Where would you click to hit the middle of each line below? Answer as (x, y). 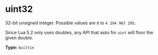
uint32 (19, 9)
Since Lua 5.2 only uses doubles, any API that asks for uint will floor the (79, 32)
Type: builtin (20, 47)
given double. (19, 38)
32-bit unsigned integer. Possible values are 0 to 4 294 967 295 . (71, 23)
